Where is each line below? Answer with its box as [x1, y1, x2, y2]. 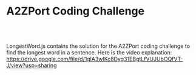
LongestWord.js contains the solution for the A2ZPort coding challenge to [6, 42, 190, 50]
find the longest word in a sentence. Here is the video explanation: [6, 48, 172, 56]
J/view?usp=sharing [6, 62, 57, 69]
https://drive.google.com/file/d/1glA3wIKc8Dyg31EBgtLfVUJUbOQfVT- [6, 55, 183, 62]
